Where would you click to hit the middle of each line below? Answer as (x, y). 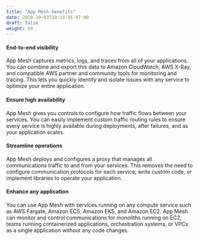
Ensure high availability (36, 100)
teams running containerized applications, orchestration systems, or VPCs (97, 224)
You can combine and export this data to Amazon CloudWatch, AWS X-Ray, (99, 67)
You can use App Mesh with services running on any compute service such (99, 205)
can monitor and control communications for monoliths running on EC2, (94, 218)
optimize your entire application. (46, 86)
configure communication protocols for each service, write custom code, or (99, 171)
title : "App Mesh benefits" (41, 12)
